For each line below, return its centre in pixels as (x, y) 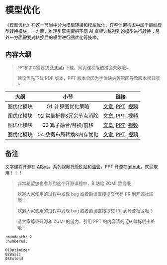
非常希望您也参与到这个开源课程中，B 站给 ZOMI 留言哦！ (76, 183)
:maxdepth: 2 (19, 237)
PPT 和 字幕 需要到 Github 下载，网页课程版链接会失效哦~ (73, 67)
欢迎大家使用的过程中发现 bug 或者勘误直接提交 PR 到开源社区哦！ (85, 211)
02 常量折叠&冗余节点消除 (68, 116)
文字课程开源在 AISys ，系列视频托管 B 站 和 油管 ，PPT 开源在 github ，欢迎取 (82, 167)
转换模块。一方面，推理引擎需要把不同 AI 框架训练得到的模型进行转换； (82, 31)
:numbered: (16, 241)
